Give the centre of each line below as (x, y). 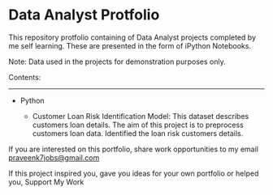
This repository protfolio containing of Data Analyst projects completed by (132, 37)
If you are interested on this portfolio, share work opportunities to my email (133, 149)
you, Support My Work (46, 182)
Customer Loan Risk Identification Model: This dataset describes (141, 116)
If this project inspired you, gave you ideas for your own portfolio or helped (134, 173)
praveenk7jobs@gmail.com (54, 157)
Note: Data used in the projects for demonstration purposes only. (117, 61)
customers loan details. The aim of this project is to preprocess (138, 125)
